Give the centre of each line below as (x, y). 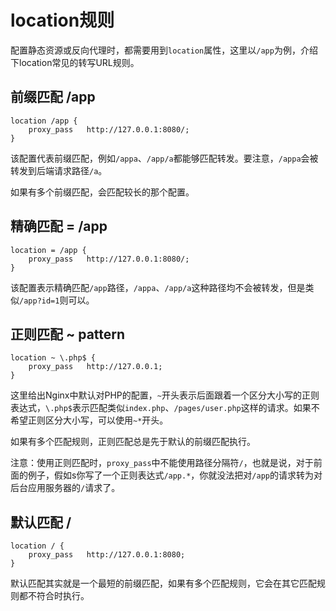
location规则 (62, 20)
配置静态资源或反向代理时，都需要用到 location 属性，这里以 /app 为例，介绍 (164, 50)
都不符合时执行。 (54, 596)
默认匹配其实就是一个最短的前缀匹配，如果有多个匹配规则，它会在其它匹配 (163, 583)
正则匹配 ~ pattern (68, 334)
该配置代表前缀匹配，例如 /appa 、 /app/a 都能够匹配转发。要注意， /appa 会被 (164, 158)
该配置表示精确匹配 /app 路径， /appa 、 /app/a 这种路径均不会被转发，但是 (158, 287)
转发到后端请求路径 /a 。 (59, 170)
